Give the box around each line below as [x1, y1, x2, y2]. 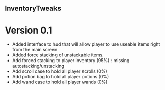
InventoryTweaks [5, 4, 62, 13]
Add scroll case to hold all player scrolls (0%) [12, 68, 107, 74]
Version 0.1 [5, 24, 52, 36]
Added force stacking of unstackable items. [12, 52, 104, 58]
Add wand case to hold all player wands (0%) [12, 79, 108, 85]
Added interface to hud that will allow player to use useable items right [12, 41, 160, 47]
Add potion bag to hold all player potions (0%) [12, 74, 109, 80]
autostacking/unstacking [12, 63, 65, 69]
